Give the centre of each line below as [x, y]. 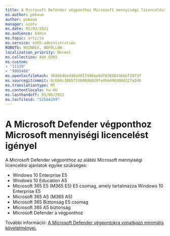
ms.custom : [17, 62]
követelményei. [21, 228]
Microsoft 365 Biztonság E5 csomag [50, 202]
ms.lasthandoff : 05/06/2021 [35, 95]
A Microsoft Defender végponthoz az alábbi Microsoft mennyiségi [74, 160]
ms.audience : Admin [26, 33]
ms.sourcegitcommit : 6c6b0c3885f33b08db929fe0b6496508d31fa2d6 [73, 81]
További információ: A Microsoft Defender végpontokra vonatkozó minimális [84, 223]
